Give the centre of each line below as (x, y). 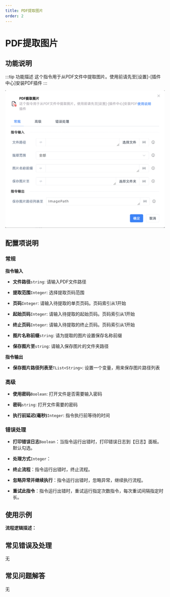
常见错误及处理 (29, 545)
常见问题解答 (25, 576)
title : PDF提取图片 (24, 11)
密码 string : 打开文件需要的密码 (45, 405)
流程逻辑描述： (21, 528)
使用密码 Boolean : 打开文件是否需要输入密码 (57, 394)
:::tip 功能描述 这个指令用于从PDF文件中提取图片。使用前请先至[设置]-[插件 (83, 76)
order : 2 (14, 16)
